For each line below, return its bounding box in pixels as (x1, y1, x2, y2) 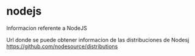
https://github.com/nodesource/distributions (6, 43, 118, 50)
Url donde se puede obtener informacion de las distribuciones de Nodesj (6, 36, 190, 43)
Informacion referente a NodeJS (6, 24, 87, 32)
